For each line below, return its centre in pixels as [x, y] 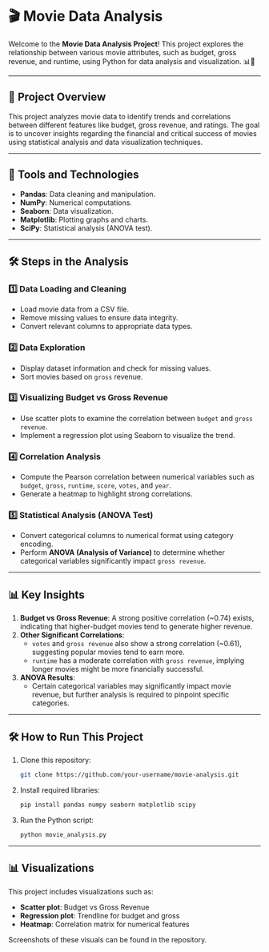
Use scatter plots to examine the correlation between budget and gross [137, 418]
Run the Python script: [57, 820]
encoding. [36, 544]
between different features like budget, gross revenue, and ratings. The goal [134, 125]
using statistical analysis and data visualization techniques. [106, 142]
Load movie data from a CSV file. [74, 309]
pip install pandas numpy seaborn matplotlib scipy [108, 805]
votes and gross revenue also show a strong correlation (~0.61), [137, 644]
